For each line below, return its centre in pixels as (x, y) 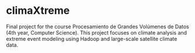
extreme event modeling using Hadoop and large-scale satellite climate (92, 39)
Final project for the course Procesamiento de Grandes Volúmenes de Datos (98, 26)
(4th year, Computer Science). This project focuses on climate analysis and (97, 32)
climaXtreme (38, 11)
